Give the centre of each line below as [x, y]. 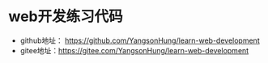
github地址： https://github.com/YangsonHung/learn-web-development [140, 40]
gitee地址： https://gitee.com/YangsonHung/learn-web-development [134, 50]
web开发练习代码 [66, 17]
